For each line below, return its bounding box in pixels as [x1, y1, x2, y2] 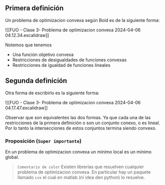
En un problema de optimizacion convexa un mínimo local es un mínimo [5, 149, 152, 155]
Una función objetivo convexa [12, 51, 74, 57]
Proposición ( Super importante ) [5, 137, 82, 144]
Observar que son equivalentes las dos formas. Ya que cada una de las [5, 114, 151, 120]
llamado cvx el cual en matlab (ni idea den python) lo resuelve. [17, 174, 145, 180]
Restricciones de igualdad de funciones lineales [12, 62, 111, 68]
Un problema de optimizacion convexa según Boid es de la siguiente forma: [5, 17, 160, 23]
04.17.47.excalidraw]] [5, 105, 48, 111]
